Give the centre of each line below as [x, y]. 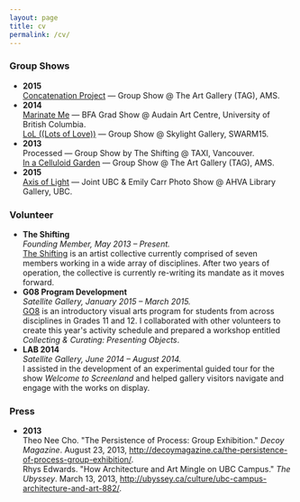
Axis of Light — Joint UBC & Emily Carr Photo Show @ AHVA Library [149, 181]
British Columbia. [54, 124]
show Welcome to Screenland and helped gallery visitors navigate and [153, 378]
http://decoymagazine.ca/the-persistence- [209, 450]
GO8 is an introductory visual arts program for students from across [148, 311]
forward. [38, 282]
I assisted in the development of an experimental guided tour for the [148, 368]
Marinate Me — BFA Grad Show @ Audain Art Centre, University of [146, 115]
